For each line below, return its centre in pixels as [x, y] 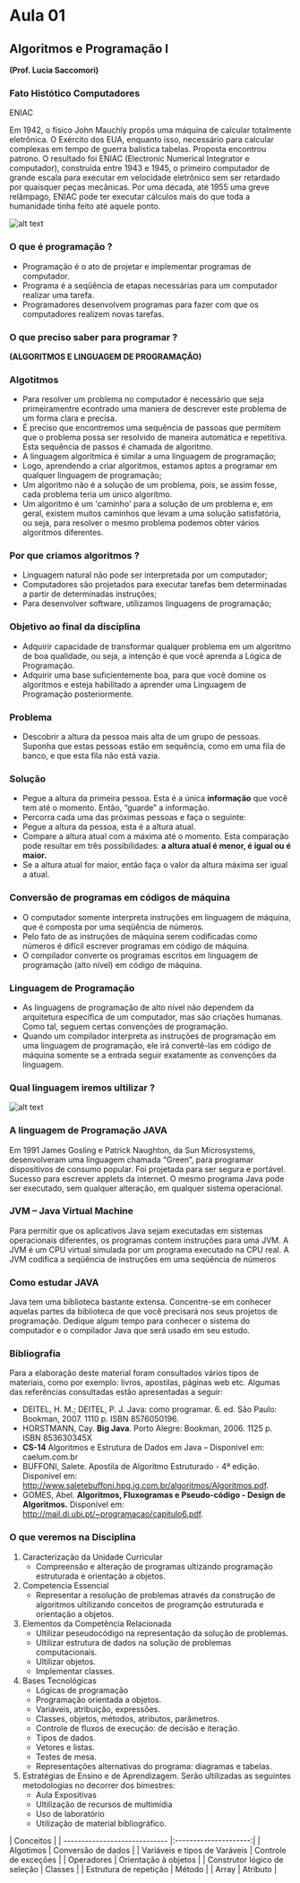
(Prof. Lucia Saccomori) [54, 70]
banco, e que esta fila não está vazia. [91, 756]
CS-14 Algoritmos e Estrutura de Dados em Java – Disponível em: [143, 1448]
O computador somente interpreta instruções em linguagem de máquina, [156, 917]
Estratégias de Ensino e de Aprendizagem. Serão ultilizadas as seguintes [156, 1776]
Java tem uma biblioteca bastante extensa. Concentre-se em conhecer [140, 1302]
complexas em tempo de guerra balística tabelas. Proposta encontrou [138, 150]
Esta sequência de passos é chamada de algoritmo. [117, 447]
